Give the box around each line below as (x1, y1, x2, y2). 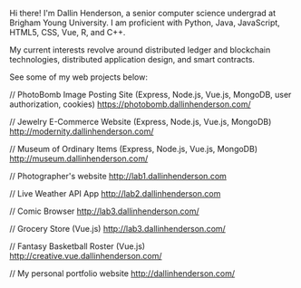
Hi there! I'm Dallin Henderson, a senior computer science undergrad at (9, 8, 277, 18)
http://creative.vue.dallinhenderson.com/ (9, 251, 162, 261)
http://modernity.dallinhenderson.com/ (9, 126, 154, 137)
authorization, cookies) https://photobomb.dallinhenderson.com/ (9, 99, 251, 110)
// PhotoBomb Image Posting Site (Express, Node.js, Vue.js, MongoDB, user (9, 90, 292, 100)
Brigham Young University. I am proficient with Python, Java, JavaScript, (9, 17, 281, 28)
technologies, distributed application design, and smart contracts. (9, 54, 256, 64)
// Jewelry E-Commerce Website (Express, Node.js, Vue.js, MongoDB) (9, 117, 272, 127)
